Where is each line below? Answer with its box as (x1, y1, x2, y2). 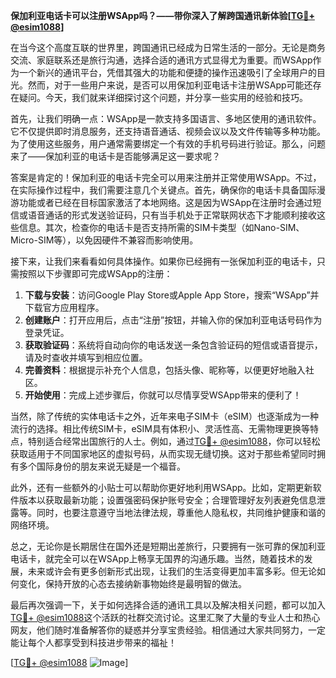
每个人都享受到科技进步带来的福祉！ (27, 637, 177, 648)
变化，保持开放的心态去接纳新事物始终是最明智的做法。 (18, 578, 247, 589)
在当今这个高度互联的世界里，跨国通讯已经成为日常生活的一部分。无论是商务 (10, 42, 326, 53)
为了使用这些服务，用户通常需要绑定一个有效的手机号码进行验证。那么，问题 (10, 138, 326, 149)
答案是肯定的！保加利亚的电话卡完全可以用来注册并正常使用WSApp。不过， (10, 172, 322, 183)
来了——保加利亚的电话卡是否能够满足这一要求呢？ (10, 150, 221, 162)
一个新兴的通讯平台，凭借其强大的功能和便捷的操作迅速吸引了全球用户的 (18, 67, 317, 78)
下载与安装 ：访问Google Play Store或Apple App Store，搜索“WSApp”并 (24, 289, 320, 301)
